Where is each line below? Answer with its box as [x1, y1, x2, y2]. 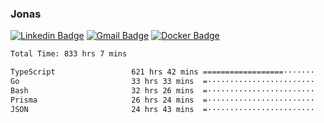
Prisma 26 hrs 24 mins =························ [10, 95, 315, 105]
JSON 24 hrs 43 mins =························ [10, 104, 315, 114]
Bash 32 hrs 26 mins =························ [10, 85, 315, 96]
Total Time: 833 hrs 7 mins [10, 49, 128, 59]
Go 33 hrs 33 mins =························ [10, 77, 315, 87]
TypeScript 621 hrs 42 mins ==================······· [10, 67, 315, 77]
